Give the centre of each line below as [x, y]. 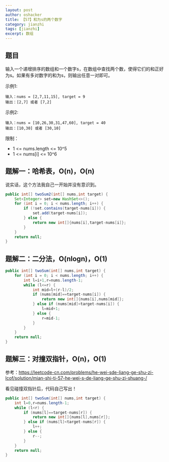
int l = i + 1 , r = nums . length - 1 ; [53, 280]
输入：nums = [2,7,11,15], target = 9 [45, 97]
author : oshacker [24, 15]
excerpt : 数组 [20, 34]
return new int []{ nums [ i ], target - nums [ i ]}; [79, 222]
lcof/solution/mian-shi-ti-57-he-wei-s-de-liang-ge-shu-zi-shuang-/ [76, 378]
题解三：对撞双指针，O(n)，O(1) [56, 359]
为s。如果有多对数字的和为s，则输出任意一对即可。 [59, 75]
